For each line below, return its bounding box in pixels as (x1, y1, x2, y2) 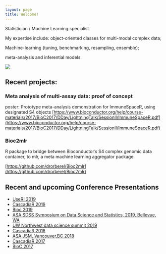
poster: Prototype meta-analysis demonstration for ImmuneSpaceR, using (5, 104, 156, 110)
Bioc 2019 (12, 206, 33, 213)
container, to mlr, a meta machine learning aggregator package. (5, 154, 135, 160)
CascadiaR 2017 (12, 238, 46, 244)
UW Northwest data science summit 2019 (12, 222, 98, 228)
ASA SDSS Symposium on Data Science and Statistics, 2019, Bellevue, (12, 212, 156, 218)
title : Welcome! (5, 12, 39, 17)
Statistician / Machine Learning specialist (5, 25, 89, 31)
